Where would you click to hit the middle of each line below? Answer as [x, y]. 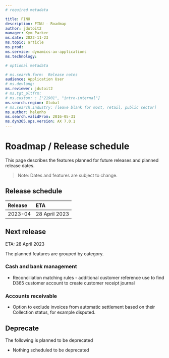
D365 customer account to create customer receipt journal [74, 283]
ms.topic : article [24, 43]
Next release [26, 232]
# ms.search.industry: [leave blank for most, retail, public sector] [81, 107]
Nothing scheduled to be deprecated [51, 350]
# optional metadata [27, 65]
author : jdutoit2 [23, 28]
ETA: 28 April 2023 [25, 244]
